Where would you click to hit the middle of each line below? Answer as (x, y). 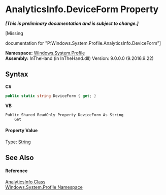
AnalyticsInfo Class (25, 182)
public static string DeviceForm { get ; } (51, 96)
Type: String (18, 142)
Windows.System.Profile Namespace (44, 187)
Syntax (17, 74)
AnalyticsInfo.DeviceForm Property (82, 9)
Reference (16, 171)
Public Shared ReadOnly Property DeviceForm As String (64, 115)
